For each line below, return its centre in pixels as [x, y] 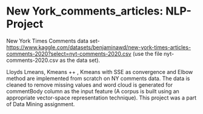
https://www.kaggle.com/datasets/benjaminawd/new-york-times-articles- [99, 47]
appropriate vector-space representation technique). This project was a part [101, 98]
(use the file [147, 53]
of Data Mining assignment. [41, 104]
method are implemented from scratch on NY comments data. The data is [98, 78]
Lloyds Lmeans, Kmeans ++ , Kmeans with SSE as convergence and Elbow [100, 72]
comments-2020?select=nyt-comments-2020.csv [69, 53]
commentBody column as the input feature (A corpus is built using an [93, 91]
